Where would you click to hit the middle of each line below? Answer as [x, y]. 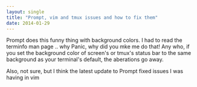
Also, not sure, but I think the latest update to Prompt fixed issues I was [95, 71]
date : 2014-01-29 [28, 23]
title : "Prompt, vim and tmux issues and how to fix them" [82, 18]
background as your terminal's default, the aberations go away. [85, 60]
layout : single [25, 12]
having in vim [23, 78]
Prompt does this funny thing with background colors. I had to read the [94, 40]
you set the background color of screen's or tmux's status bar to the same [99, 53]
